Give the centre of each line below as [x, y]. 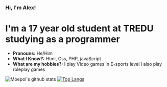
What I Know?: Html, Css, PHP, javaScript [57, 58]
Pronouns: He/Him [32, 53]
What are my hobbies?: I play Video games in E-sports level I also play [87, 64]
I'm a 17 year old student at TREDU [79, 29]
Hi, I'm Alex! [21, 8]
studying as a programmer [63, 39]
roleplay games [29, 69]
